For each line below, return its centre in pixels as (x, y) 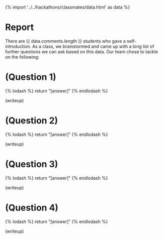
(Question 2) (32, 121)
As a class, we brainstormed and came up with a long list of (93, 46)
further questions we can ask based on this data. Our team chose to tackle (81, 51)
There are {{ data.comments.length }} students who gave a (65, 41)
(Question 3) (32, 164)
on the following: (22, 57)
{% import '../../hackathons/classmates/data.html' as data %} (68, 7)
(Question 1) (31, 77)
